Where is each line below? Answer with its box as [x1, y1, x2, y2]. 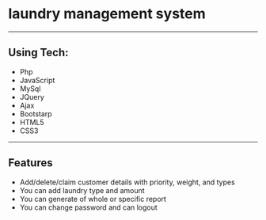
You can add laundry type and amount [19, 185, 145, 195]
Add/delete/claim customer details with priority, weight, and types [19, 177, 235, 187]
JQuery [19, 92, 45, 101]
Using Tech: [8, 46, 69, 59]
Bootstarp [19, 108, 53, 119]
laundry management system [8, 5, 206, 23]
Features [8, 156, 53, 170]
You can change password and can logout [19, 203, 158, 212]
